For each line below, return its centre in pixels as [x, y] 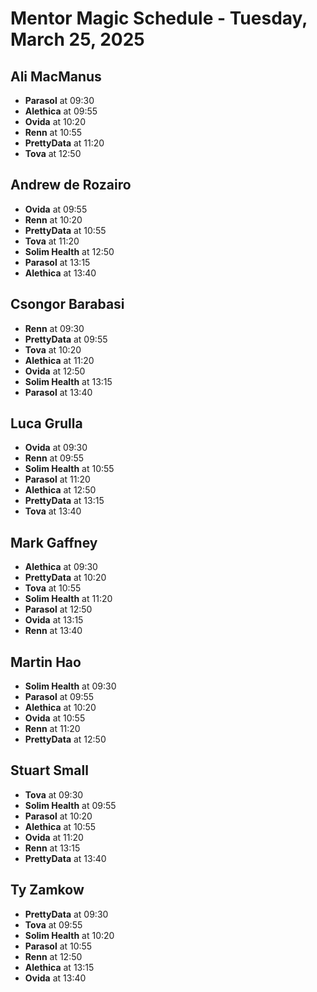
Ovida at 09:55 [56, 209]
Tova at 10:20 [53, 349]
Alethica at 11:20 [59, 360]
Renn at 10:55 [53, 132]
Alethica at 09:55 [61, 111]
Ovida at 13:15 [54, 620]
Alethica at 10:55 [60, 826]
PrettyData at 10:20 [65, 578]
